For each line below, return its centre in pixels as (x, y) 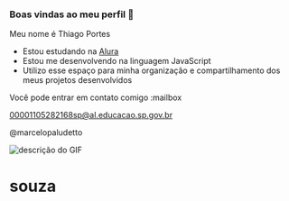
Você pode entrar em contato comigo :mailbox (96, 97)
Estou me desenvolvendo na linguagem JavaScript (117, 61)
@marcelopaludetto (46, 132)
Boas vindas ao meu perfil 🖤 (72, 14)
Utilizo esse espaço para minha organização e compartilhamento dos (151, 70)
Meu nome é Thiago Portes (60, 34)
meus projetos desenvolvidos (77, 80)
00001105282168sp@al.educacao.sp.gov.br (91, 115)
